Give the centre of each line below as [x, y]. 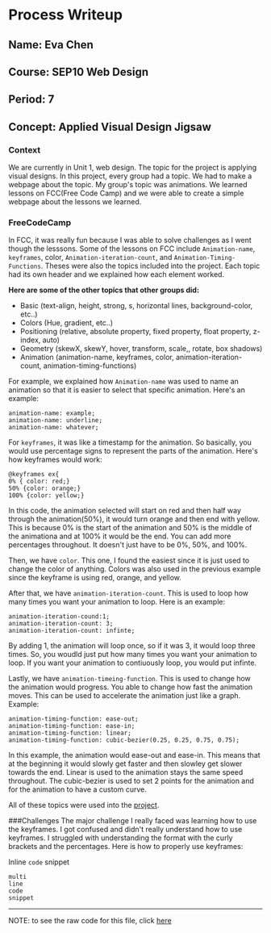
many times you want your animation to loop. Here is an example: [117, 602]
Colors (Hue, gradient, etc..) [67, 323]
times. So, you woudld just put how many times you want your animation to [133, 655]
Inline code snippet [39, 862]
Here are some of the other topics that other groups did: [104, 290]
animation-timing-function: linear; [70, 733]
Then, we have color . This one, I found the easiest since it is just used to [129, 561]
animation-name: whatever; [54, 428]
